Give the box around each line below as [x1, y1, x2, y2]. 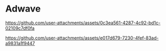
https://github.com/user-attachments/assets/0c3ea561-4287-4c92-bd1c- [5, 20, 161, 26]
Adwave [5, 3, 41, 15]
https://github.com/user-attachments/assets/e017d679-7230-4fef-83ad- [5, 35, 159, 41]
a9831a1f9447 [5, 40, 35, 46]
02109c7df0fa [5, 25, 35, 31]
